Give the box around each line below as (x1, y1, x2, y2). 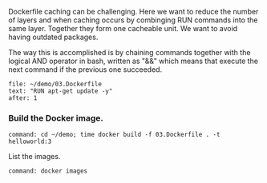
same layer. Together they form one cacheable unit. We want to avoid (8, 24, 238, 33)
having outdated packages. (8, 32, 99, 42)
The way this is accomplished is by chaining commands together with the (8, 48, 251, 57)
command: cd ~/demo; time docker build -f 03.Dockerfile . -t (8, 131, 220, 139)
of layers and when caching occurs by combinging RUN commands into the (8, 15, 258, 25)
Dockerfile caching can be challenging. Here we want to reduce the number (8, 7, 259, 16)
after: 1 (8, 94, 38, 102)
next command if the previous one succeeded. (8, 65, 163, 74)
